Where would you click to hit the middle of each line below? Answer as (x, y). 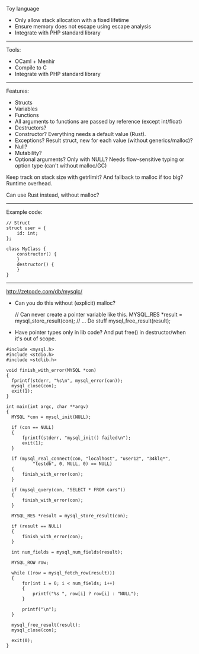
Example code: (24, 212)
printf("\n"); (39, 609)
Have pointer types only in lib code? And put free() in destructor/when (100, 332)
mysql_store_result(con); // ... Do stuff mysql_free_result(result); (92, 321)
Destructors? (31, 128)
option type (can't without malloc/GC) (61, 165)
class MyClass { (26, 249)
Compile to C (31, 67)
